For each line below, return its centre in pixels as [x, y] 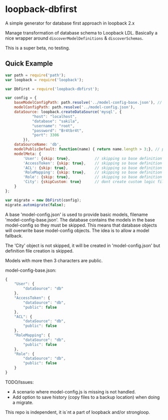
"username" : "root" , [53, 126]
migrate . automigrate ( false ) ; [35, 205]
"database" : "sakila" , [55, 121]
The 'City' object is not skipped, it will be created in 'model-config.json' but [83, 245]
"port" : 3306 [45, 135]
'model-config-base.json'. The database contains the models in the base [80, 220]
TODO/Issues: [19, 382]
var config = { [21, 98]
